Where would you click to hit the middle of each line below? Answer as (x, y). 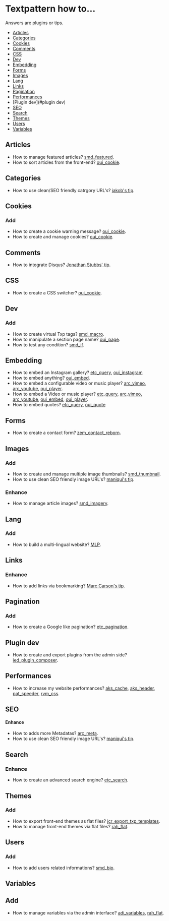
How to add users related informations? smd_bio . (64, 868)
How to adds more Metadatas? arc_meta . (55, 733)
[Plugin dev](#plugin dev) (39, 102)
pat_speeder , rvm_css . (36, 693)
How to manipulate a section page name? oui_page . (66, 339)
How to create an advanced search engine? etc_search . (70, 780)
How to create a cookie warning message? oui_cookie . (69, 231)
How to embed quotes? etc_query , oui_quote (59, 405)
